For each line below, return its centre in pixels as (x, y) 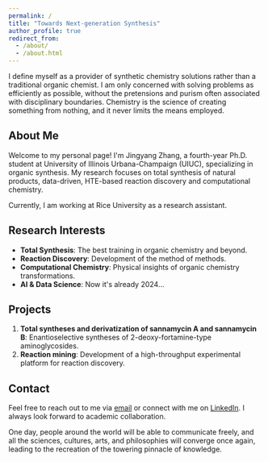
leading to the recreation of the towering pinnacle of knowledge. (115, 449)
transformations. (48, 276)
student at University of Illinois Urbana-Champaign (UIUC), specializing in (131, 164)
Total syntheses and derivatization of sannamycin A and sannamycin (138, 329)
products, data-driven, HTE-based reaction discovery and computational (130, 181)
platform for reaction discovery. (72, 363)
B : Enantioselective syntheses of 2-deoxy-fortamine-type (116, 337)
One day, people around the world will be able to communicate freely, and (131, 432)
